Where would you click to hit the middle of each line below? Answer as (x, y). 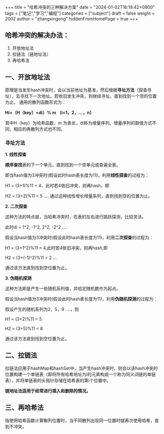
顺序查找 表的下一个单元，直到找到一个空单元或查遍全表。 (63, 165)
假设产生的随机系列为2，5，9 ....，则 (42, 309)
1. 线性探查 (16, 154)
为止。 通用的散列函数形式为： (36, 102)
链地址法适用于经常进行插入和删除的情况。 (48, 391)
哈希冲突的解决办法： (37, 35)
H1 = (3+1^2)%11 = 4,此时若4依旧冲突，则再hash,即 (56, 248)
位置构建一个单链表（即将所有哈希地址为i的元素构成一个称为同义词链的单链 (81, 374)
